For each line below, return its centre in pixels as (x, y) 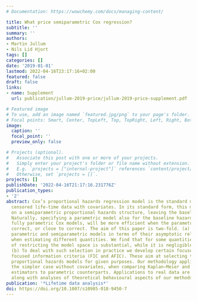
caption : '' (26, 131)
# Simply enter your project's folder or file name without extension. (98, 163)
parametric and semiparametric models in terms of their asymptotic (97, 234)
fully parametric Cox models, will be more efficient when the (90, 224)
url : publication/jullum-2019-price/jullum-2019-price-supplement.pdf (99, 99)
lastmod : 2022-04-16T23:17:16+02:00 (51, 71)
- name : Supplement (30, 93)
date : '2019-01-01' (30, 66)
